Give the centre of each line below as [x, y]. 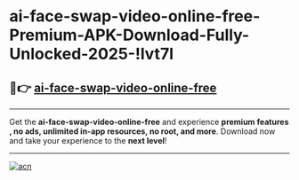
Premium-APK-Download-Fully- [129, 35]
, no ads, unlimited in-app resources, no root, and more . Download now [142, 131]
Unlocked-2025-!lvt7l [91, 54]
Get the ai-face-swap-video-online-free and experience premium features [149, 122]
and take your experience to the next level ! [88, 141]
